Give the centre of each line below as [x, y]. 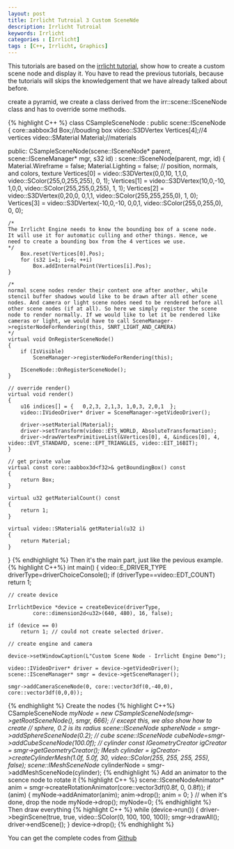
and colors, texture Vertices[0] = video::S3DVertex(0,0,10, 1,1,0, [98, 173]
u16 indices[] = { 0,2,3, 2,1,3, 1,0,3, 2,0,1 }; [99, 406]
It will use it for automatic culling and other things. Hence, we [108, 235]
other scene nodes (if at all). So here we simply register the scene [112, 309]
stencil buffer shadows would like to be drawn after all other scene [112, 297]
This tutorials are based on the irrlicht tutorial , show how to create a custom [117, 66]
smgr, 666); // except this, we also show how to [144, 721]
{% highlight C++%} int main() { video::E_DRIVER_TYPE [87, 567]
